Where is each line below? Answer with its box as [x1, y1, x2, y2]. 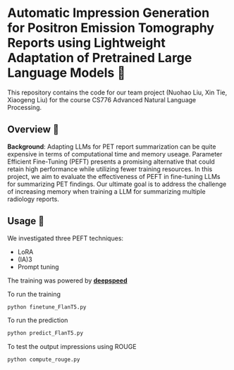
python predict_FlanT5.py [7, 330, 83, 337]
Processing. [7, 103, 42, 111]
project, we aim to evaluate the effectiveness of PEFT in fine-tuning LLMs [7, 172, 221, 180]
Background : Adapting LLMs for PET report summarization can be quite [7, 142, 216, 151]
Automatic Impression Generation [7, 5, 210, 21]
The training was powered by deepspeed [7, 276, 128, 285]
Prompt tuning [17, 262, 59, 271]
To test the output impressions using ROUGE [7, 343, 137, 351]
